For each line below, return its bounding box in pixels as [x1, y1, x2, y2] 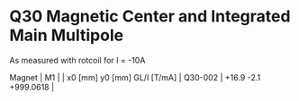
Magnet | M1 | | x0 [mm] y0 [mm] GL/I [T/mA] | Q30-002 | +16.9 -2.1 [9, 72, 261, 82]
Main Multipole [9, 25, 124, 46]
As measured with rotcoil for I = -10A [9, 55, 146, 65]
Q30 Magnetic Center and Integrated [9, 6, 291, 27]
